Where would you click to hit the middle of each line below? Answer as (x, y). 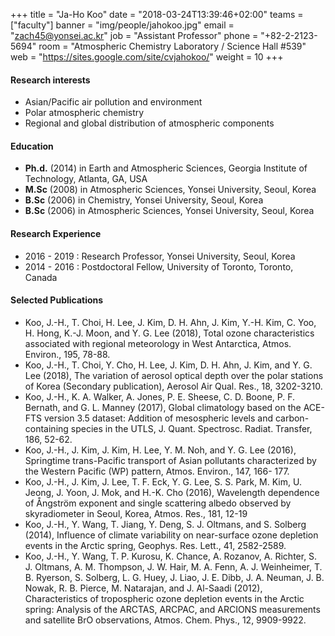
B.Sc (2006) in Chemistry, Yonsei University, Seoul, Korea (144, 200)
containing (46, 428)
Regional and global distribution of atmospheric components (149, 123)
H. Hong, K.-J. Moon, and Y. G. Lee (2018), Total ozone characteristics (169, 333)
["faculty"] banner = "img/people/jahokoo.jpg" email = (122, 25)
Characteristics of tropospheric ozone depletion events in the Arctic (164, 598)
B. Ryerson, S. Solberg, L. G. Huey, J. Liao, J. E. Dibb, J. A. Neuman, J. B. (174, 577)
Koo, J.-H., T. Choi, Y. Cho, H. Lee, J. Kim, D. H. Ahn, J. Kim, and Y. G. (168, 365)
